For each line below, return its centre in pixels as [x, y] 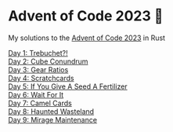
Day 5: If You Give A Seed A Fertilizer [68, 86]
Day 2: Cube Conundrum [48, 61]
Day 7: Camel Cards [40, 103]
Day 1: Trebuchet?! [38, 53]
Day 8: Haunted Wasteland [51, 111]
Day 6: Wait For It [36, 94]
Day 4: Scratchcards [41, 78]
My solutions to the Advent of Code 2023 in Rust [87, 38]
